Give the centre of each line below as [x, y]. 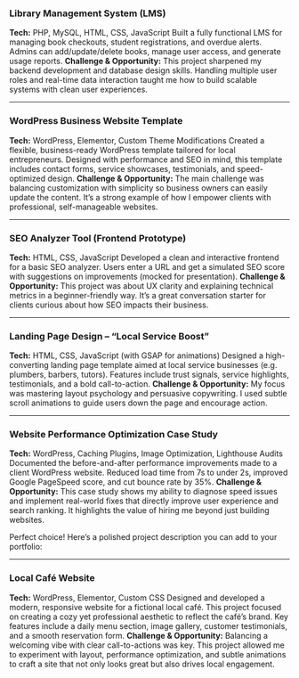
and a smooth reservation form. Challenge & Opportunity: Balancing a [139, 635]
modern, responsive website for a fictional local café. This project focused [145, 607]
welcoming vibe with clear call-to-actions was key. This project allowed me [147, 645]
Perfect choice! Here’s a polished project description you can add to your [143, 537]
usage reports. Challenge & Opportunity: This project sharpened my [136, 61]
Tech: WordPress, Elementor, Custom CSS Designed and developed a [137, 597]
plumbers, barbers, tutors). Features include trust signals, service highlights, [149, 375]
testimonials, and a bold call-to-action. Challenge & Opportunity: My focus [147, 384]
